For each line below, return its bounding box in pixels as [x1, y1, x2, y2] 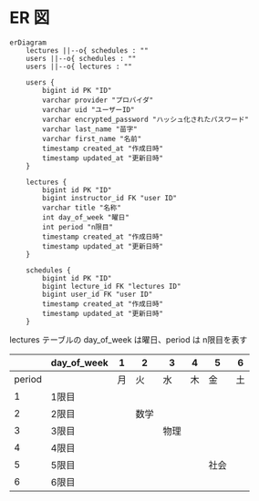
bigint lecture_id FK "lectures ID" [42, 281, 181, 291]
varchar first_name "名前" [42, 134, 142, 143]
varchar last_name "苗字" [42, 124, 139, 134]
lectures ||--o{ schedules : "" [26, 46, 149, 55]
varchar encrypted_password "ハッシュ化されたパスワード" [42, 115, 249, 124]
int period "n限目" [42, 222, 114, 231]
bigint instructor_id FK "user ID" [42, 193, 178, 202]
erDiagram [9, 37, 47, 47]
